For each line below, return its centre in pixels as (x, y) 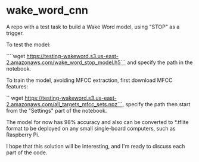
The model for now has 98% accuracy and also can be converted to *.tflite (97, 122)
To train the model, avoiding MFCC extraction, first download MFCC (89, 80)
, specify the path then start (156, 104)
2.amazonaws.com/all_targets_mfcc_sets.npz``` (64, 104)
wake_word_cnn (47, 10)
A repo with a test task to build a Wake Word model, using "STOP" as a (93, 27)
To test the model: (28, 45)
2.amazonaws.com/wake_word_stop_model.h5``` (66, 62)
